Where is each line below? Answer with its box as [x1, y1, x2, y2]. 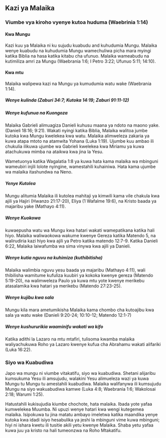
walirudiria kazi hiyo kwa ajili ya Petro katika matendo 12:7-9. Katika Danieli [5, 238, 158, 244]
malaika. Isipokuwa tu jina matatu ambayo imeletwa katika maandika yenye [5, 412, 158, 418]
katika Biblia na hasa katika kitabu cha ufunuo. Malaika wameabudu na [5, 53, 150, 59]
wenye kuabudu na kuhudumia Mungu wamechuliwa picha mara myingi [5, 47, 151, 54]
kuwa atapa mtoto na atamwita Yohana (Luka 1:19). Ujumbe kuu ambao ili [5, 138, 154, 144]
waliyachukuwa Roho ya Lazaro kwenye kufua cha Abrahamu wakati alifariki [5, 341, 161, 347]
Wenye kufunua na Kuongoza [5, 109, 68, 116]
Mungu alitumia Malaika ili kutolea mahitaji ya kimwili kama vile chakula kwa [5, 193, 160, 199]
